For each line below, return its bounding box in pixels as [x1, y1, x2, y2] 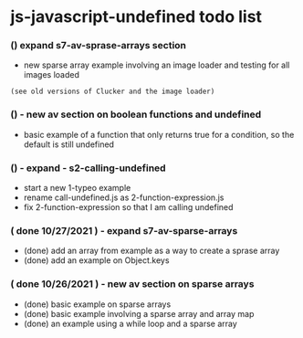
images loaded [23, 69, 80, 80]
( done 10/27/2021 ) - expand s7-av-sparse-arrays [10, 225, 238, 237]
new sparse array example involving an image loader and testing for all [23, 59, 290, 70]
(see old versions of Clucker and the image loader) [10, 87, 215, 97]
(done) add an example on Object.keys [23, 255, 170, 266]
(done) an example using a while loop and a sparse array [23, 318, 238, 329]
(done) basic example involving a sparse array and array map [23, 308, 255, 319]
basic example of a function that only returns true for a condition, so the [23, 129, 295, 140]
